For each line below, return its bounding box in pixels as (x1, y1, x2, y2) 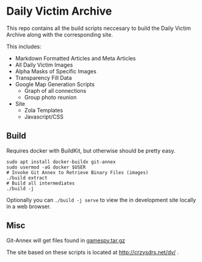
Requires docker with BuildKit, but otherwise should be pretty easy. (6, 147, 176, 154)
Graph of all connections (24, 87, 87, 94)
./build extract (6, 175, 48, 181)
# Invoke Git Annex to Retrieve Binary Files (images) (6, 169, 149, 175)
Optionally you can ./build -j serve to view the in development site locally (6, 196, 197, 203)
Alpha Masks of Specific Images (15, 67, 96, 75)
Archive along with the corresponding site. (6, 31, 113, 38)
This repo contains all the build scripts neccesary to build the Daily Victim (6, 24, 191, 32)
